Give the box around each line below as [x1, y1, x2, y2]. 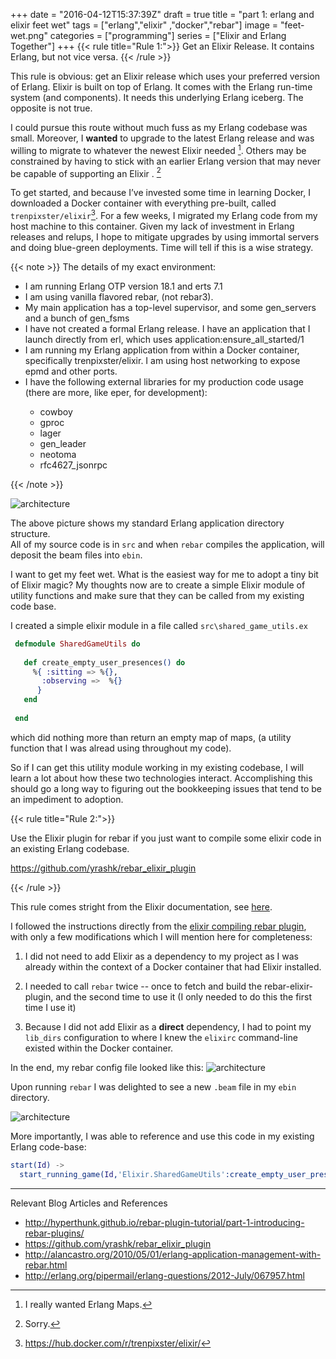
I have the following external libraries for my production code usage [24, 375, 304, 388]
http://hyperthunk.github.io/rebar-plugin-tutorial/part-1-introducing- [24, 1216, 305, 1228]
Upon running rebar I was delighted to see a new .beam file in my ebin [10, 1080, 297, 1093]
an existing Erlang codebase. [10, 842, 130, 854]
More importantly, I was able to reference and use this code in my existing [10, 1130, 315, 1142]
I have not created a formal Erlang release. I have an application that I [24, 322, 311, 334]
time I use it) [24, 1001, 77, 1013]
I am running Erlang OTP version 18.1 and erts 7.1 [24, 280, 223, 292]
